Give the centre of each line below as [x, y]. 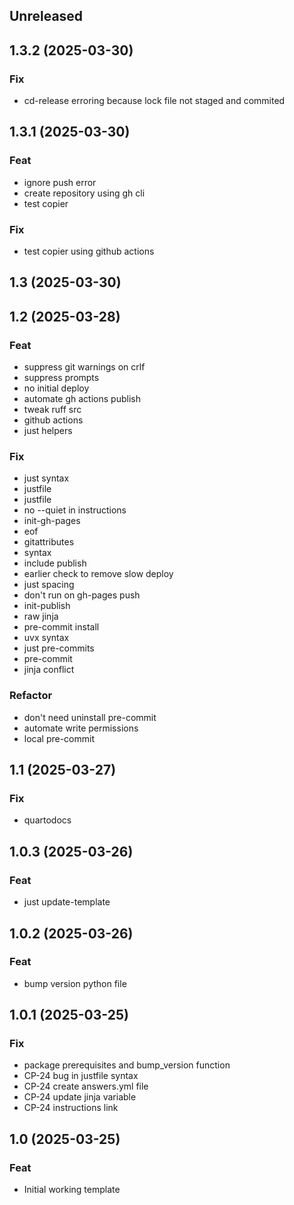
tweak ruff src [52, 410]
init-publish [47, 606]
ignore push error [60, 182]
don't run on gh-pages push [82, 595]
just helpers [48, 431]
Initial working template [72, 1190]
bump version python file [75, 983]
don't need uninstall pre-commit [90, 717]
